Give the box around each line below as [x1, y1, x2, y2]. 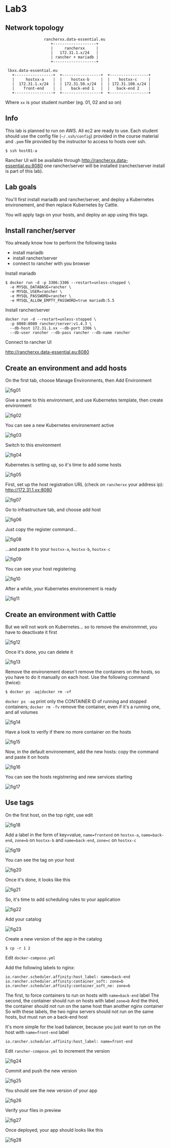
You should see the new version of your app [5, 1087, 97, 1093]
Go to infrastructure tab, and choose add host [5, 506, 101, 513]
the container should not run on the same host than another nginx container [5, 1003, 164, 1009]
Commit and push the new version [5, 1067, 77, 1074]
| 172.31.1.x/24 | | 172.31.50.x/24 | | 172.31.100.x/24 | [12, 82, 151, 87]
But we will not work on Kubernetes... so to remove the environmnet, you [5, 624, 157, 630]
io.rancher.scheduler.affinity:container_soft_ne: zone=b [5, 983, 130, 989]
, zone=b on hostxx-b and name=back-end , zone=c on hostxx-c [12, 837, 137, 843]
